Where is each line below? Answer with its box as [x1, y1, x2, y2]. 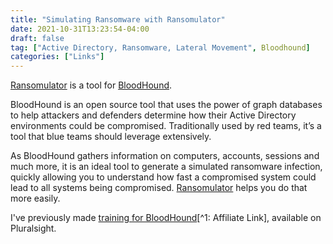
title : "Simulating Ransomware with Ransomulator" [10, 14, 226, 25]
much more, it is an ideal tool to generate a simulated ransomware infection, [10, 161, 323, 173]
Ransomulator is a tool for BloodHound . [10, 79, 173, 91]
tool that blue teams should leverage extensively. [10, 131, 212, 143]
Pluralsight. [10, 222, 57, 235]
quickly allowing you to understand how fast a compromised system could [10, 171, 317, 183]
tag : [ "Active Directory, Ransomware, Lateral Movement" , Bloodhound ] [10, 42, 311, 53]
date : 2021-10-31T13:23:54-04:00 [10, 24, 150, 34]
